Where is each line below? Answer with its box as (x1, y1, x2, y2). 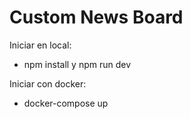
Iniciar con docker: (9, 77, 87, 90)
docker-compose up (23, 97, 109, 109)
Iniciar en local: (9, 39, 72, 51)
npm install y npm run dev (23, 58, 132, 70)
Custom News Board (9, 6, 184, 29)
